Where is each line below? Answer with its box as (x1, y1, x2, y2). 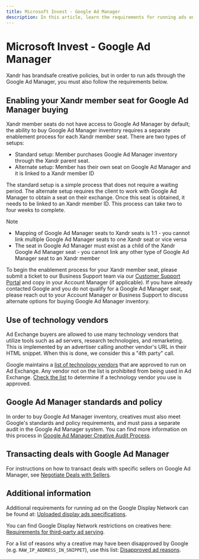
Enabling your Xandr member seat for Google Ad (6, 96, 189, 106)
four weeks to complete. (6, 207, 66, 214)
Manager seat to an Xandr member (14, 255, 100, 262)
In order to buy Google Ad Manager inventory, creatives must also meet (6, 413, 181, 420)
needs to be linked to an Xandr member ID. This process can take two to (6, 200, 182, 208)
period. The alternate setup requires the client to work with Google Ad (6, 188, 177, 195)
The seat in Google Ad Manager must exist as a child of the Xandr (14, 242, 175, 249)
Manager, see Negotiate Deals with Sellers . (6, 471, 111, 478)
